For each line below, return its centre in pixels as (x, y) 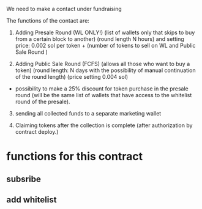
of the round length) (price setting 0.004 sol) (72, 77)
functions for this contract (74, 157)
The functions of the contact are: (48, 20)
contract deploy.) (37, 132)
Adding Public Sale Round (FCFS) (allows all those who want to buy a (103, 64)
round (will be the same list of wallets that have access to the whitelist (103, 95)
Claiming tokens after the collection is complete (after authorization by (104, 125)
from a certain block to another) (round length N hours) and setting (100, 39)
